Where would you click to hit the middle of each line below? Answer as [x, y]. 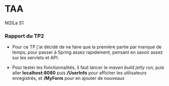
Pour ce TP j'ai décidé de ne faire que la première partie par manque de [87, 47]
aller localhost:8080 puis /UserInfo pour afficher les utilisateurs [79, 73]
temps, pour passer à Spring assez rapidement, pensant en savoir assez [87, 52]
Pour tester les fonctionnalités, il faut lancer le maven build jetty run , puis [88, 68]
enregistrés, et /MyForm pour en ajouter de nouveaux [68, 78]
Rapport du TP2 [24, 36]
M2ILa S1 [14, 23]
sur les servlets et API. [35, 58]
